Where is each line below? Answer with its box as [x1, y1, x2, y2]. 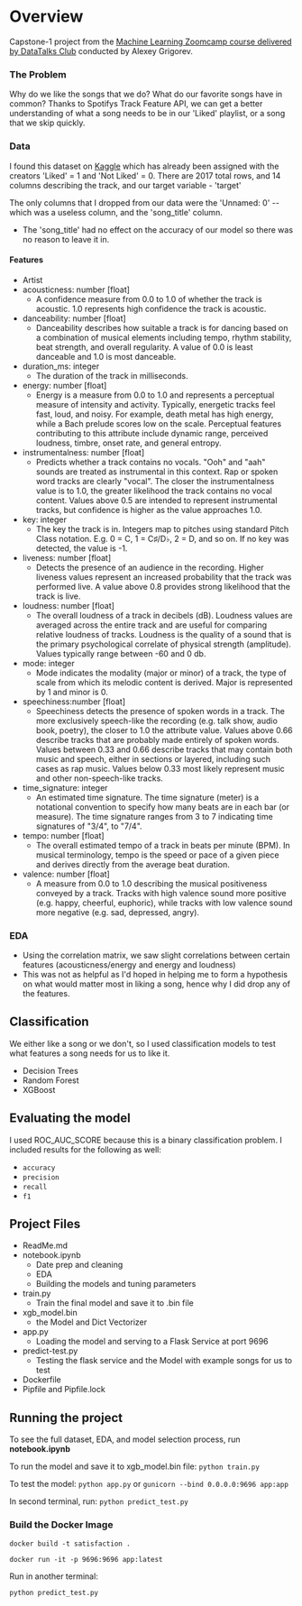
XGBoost [22, 1084, 56, 1095]
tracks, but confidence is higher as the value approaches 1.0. [35, 504, 263, 515]
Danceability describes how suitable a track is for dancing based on [35, 322, 288, 333]
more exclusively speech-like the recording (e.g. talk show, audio [35, 715, 278, 726]
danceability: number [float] [22, 313, 126, 324]
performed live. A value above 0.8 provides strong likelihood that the [35, 581, 291, 592]
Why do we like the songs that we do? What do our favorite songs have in [9, 88, 283, 100]
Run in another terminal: [9, 1571, 99, 1582]
